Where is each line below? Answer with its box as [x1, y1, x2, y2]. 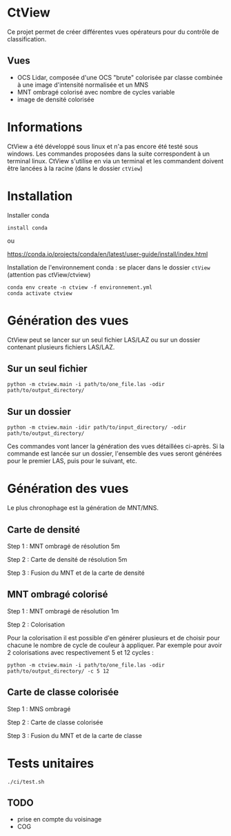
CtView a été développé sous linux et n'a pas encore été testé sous [7, 142, 199, 150]
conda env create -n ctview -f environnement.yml [7, 284, 153, 291]
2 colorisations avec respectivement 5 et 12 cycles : [7, 648, 154, 656]
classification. [7, 34, 47, 43]
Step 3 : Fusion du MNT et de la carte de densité [7, 569, 145, 577]
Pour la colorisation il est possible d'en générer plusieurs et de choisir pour [7, 633, 221, 642]
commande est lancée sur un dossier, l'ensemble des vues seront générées [7, 449, 222, 458]
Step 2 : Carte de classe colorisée [7, 718, 103, 726]
